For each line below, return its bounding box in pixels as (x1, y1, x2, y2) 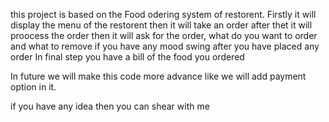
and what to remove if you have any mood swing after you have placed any (10, 40, 320, 52)
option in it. (10, 81, 57, 93)
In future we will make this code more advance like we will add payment (10, 70, 307, 82)
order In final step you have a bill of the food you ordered (10, 51, 245, 63)
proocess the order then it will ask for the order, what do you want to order (10, 30, 318, 41)
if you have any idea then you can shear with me (10, 100, 210, 112)
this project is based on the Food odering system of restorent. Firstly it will (10, 9, 317, 20)
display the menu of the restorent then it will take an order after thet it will (10, 19, 313, 31)
